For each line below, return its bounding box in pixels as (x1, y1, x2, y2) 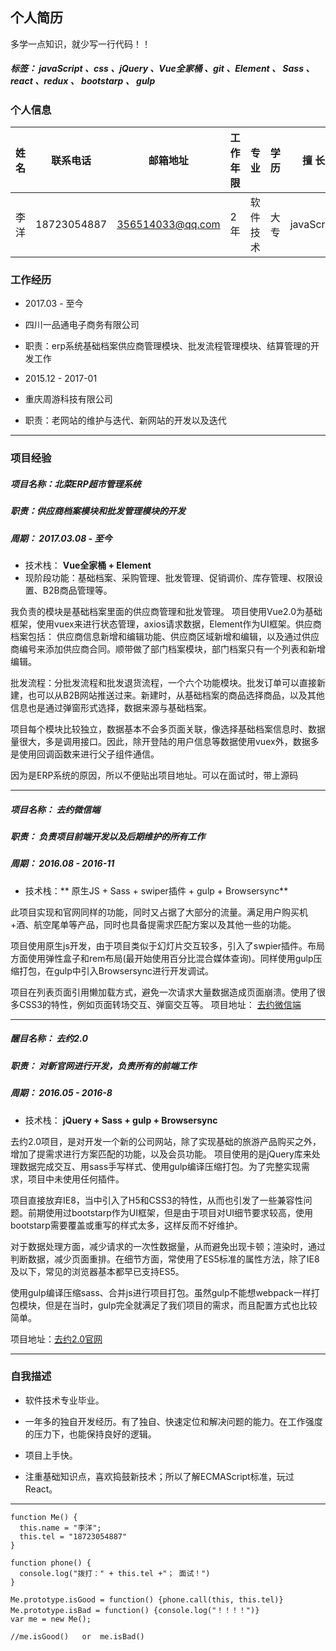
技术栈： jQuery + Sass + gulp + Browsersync (24, 1114, 218, 1126)
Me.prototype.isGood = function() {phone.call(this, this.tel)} (10, 1594, 284, 1605)
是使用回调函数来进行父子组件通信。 (10, 748, 160, 760)
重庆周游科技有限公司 (24, 393, 113, 405)
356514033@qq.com (116, 218, 221, 232)
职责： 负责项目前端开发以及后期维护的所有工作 (10, 831, 206, 843)
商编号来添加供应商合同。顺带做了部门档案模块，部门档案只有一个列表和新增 (10, 643, 326, 655)
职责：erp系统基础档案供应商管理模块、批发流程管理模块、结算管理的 (24, 340, 312, 352)
